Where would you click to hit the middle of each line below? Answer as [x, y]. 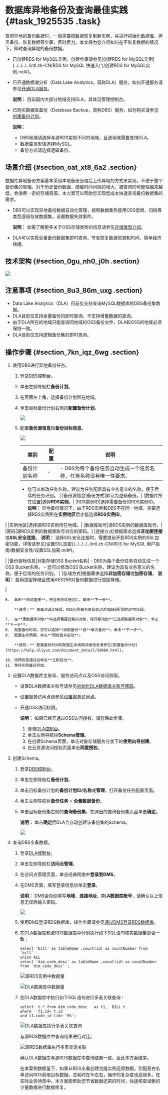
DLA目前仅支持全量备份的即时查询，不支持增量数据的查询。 [74, 316]
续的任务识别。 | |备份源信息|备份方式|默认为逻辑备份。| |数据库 [93, 496]
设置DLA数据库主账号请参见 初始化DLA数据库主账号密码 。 [79, 686]
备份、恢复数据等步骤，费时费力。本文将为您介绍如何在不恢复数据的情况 [84, 42]
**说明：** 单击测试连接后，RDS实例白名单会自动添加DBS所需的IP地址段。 [81, 610]
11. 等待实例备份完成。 [26, 666]
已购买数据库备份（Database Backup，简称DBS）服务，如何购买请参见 [85, 110]
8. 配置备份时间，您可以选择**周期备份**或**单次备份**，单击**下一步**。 [75, 630]
